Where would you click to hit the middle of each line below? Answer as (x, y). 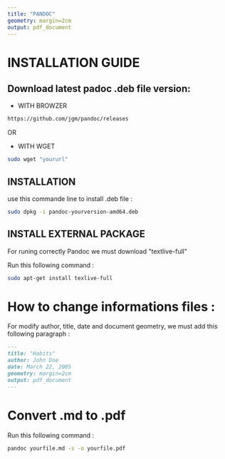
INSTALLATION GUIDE (74, 62)
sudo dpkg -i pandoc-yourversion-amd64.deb (73, 212)
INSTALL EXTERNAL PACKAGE (77, 234)
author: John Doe (33, 361)
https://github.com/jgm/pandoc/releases (68, 119)
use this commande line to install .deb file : (70, 198)
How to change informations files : (111, 306)
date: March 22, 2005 (40, 367)
